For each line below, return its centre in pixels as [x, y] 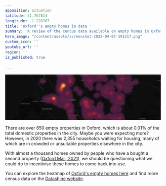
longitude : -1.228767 [27, 21]
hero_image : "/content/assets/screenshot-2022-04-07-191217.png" [74, 37]
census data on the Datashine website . [45, 179]
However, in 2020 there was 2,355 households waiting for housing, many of [82, 139]
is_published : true [25, 57]
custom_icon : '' [22, 42]
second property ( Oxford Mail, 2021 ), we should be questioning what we [79, 159]
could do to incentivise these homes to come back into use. [66, 164]
